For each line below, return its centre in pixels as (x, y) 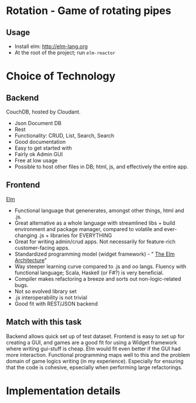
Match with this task (44, 322)
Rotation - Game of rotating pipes (89, 11)
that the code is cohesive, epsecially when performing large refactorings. (94, 367)
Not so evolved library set (46, 291)
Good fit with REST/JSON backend (56, 304)
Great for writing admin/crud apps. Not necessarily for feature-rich (95, 242)
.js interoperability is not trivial (51, 297)
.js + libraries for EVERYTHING (75, 235)
